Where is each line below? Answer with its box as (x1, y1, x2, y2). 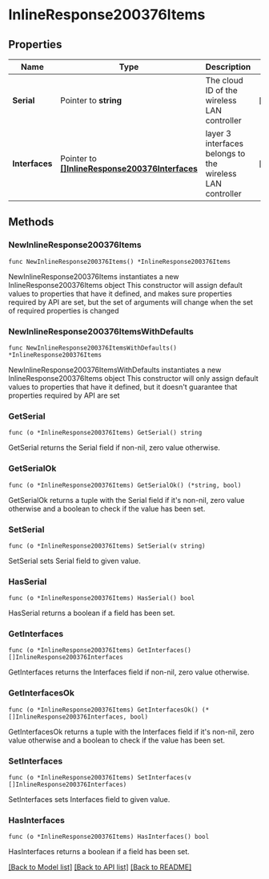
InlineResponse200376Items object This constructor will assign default (8, 280, 243, 290)
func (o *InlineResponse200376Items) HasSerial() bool (8, 594, 195, 602)
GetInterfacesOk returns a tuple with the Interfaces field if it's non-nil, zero (8, 727, 255, 736)
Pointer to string (59, 95, 122, 106)
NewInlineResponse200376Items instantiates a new (8, 271, 179, 282)
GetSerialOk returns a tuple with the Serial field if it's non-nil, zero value (8, 495, 245, 504)
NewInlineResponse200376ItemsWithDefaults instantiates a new (8, 365, 222, 375)
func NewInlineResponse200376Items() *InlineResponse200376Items (8, 257, 231, 265)
